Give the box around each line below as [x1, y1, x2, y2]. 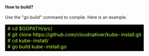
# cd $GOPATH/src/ [7, 25, 52, 32]
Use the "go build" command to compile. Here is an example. [5, 14, 127, 20]
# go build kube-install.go [7, 43, 67, 50]
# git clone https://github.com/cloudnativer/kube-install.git [7, 31, 142, 38]
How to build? [5, 4, 33, 10]
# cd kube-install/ [7, 37, 49, 44]
